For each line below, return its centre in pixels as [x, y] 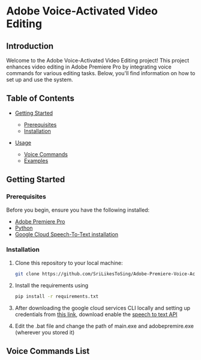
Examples [36, 160]
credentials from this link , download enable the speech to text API [96, 314]
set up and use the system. [40, 80]
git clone [27, 274]
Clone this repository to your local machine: [69, 263]
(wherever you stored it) [45, 332]
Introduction [30, 46]
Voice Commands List [48, 351]
